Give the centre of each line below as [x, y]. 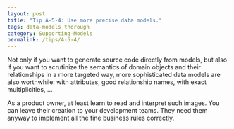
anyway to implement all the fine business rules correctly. [91, 118]
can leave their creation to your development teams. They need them [107, 111]
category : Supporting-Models [50, 33]
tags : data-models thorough [49, 27]
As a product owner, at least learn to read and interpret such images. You [113, 103]
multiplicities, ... [30, 90]
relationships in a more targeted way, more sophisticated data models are [114, 75]
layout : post [26, 14]
